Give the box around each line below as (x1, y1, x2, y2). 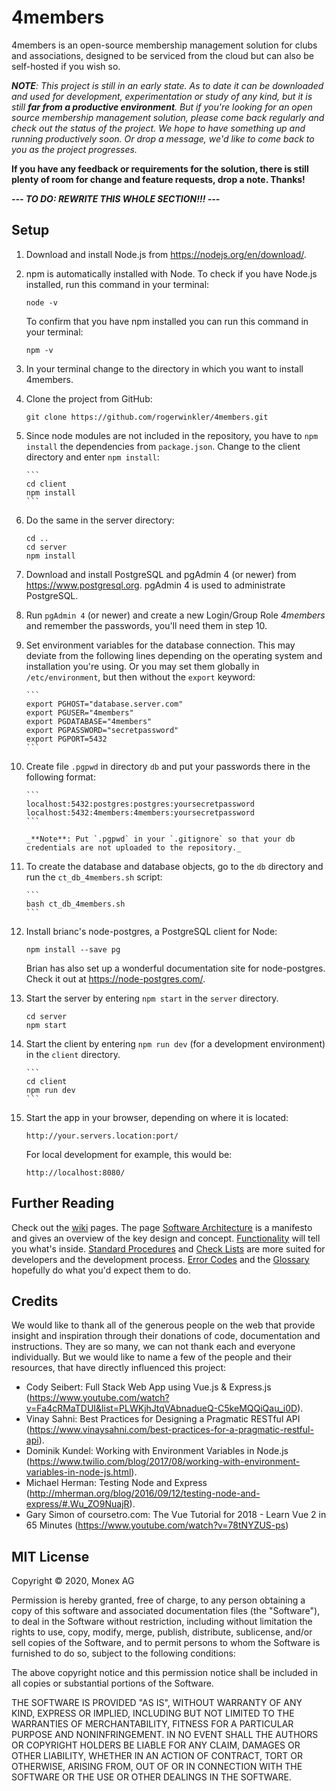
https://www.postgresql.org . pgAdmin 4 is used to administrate (25, 579, 286, 591)
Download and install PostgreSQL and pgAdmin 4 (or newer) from (25, 568, 297, 580)
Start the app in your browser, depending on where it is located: (25, 1111, 289, 1123)
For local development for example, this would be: (25, 1148, 233, 1160)
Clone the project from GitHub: (25, 392, 153, 405)
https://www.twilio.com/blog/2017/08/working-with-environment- (29, 1456, 301, 1468)
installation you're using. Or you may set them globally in (25, 660, 260, 672)
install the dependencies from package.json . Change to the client (25, 440, 301, 452)
